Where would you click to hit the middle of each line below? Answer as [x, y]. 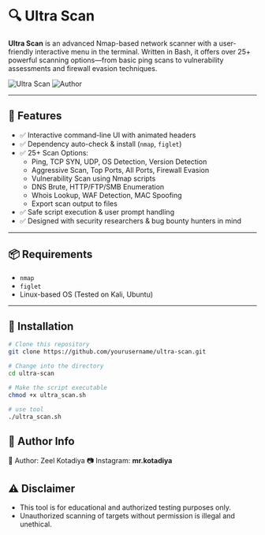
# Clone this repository [49, 345]
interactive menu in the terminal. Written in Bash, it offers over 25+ [143, 51]
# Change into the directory [56, 366]
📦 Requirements [50, 254]
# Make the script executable [58, 387]
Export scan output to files [75, 204]
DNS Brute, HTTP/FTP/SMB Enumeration [98, 186]
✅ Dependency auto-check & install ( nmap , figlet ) [101, 144]
